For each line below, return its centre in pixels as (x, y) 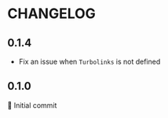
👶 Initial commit (32, 105)
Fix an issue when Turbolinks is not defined (89, 61)
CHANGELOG (51, 14)
